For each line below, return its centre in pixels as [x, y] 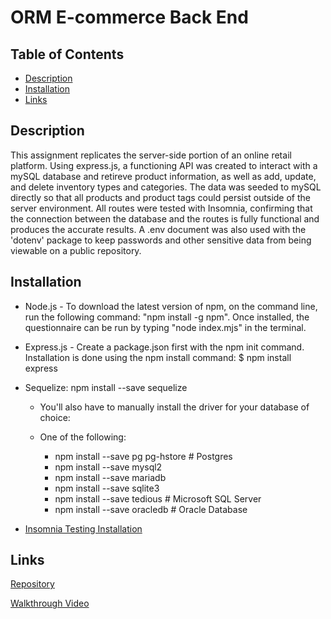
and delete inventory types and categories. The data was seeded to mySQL [166, 187]
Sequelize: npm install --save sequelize [106, 387]
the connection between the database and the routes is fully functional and [165, 218]
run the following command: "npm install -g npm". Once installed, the [167, 317]
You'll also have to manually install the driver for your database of [174, 407]
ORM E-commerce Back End [129, 17]
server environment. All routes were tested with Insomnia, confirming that [161, 208]
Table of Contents [67, 54]
